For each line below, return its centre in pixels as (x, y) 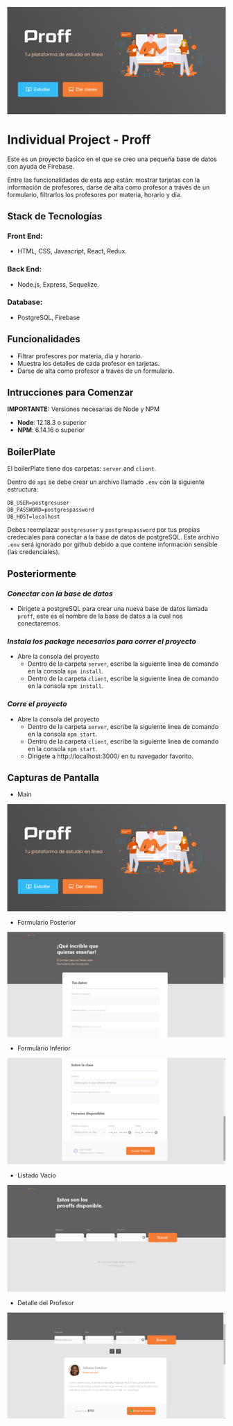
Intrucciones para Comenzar (70, 393)
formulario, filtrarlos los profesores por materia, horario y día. (95, 194)
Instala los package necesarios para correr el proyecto (102, 641)
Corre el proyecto (37, 704)
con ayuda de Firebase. (41, 166)
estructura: (23, 489)
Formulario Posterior (46, 922)
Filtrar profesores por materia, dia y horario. (80, 356)
